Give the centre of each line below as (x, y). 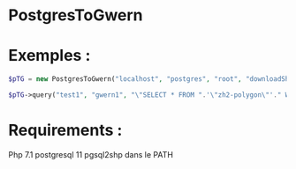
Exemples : (49, 56)
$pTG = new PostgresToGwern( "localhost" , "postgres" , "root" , (125, 79)
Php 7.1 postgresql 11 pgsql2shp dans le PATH (91, 154)
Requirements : (65, 131)
